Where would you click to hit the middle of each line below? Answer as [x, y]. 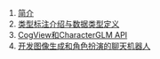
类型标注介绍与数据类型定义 [68, 24]
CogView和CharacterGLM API [72, 35]
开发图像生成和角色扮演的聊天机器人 [84, 46]
